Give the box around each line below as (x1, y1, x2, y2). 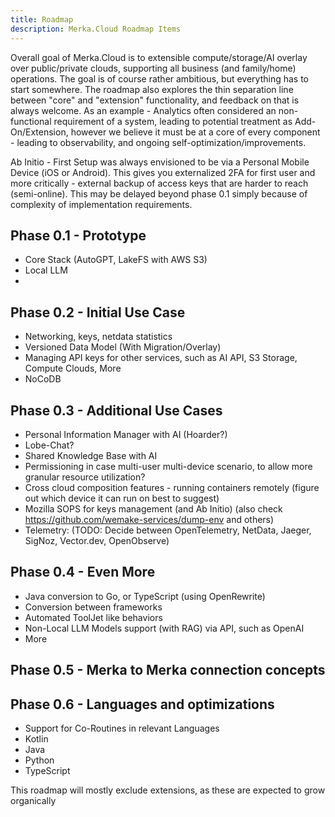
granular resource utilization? (24, 471, 146, 483)
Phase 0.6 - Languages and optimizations (10, 696, 275, 713)
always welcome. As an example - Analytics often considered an (10, 104, 277, 116)
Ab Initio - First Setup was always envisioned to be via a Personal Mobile (10, 156, 310, 168)
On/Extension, (10, 126, 69, 138)
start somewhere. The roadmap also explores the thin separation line (10, 83, 294, 95)
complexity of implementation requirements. (10, 198, 193, 210)
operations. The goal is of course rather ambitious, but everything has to (10, 72, 310, 85)
